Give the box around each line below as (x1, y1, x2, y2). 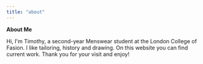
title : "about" (6, 9, 45, 15)
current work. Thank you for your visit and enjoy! (6, 50, 130, 58)
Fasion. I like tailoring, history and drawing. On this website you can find (6, 44, 188, 51)
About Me (6, 26, 33, 33)
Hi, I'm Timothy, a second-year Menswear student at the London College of (6, 37, 197, 44)
